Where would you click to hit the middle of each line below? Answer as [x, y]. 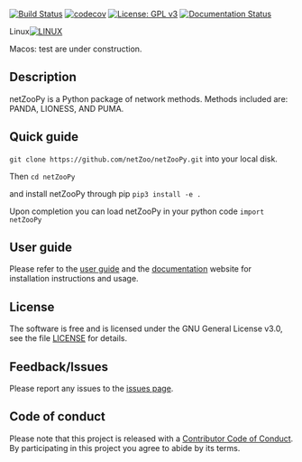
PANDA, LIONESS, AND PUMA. [67, 108]
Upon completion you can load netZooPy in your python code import [137, 211]
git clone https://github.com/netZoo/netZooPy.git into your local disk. [143, 159]
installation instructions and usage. [74, 279]
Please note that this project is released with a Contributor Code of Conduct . [151, 439]
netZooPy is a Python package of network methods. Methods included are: [149, 98]
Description [43, 77]
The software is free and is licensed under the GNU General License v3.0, [146, 328]
